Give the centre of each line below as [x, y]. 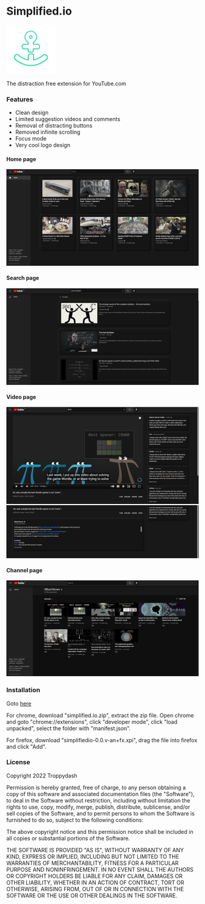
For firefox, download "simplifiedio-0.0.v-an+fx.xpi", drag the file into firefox [102, 740]
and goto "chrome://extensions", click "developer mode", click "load [92, 721]
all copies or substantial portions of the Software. [68, 838]
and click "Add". [27, 746]
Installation [23, 690]
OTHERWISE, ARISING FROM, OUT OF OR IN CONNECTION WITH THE [95, 889]
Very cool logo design [43, 145]
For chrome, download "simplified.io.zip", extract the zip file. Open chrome [100, 715]
